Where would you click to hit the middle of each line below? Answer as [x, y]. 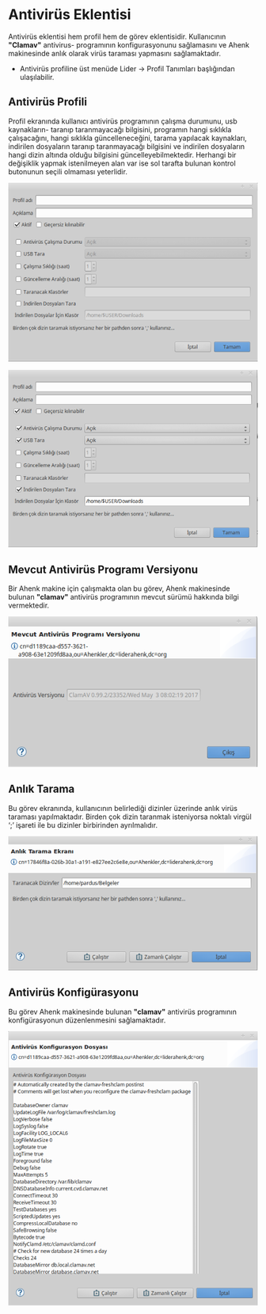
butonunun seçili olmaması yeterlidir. [68, 171]
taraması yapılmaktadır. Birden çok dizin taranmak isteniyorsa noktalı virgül [130, 817]
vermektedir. [29, 606]
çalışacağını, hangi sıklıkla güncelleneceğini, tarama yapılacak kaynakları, [127, 138]
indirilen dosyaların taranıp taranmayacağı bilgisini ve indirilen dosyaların [127, 146]
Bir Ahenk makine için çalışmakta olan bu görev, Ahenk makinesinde [119, 588]
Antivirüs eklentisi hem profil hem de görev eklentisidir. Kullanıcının [117, 36]
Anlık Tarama [42, 789]
